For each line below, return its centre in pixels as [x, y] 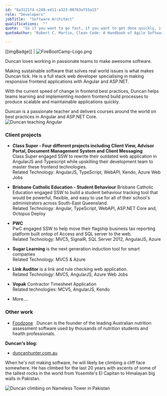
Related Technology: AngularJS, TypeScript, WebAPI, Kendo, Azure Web [86, 172]
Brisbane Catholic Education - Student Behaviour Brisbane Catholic [83, 187]
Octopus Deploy [29, 214]
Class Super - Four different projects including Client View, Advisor [83, 146]
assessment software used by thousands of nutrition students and [80, 328]
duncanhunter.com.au [35, 353]
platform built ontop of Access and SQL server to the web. [72, 234]
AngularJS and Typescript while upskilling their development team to [83, 162]
